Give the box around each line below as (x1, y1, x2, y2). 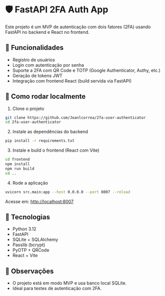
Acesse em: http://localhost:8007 (5, 198, 74, 204)
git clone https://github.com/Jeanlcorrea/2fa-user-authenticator (5, 115, 146, 120)
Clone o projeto (12, 105, 44, 111)
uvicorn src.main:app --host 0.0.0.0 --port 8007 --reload (5, 190, 131, 195)
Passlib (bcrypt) (12, 242, 45, 248)
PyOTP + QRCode (12, 247, 50, 253)
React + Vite (12, 252, 38, 259)
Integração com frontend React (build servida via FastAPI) (12, 78, 132, 84)
